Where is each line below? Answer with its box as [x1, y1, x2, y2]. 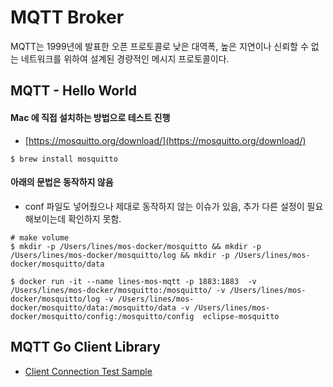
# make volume [10, 232, 70, 243]
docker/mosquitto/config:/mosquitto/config [10, 311, 195, 321]
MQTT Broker [10, 6, 125, 29]
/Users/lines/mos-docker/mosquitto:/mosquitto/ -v [10, 285, 226, 295]
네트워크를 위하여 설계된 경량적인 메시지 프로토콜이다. [20, 52, 230, 65]
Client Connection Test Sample [24, 365, 153, 377]
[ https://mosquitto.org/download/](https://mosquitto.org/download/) [24, 134, 307, 146]
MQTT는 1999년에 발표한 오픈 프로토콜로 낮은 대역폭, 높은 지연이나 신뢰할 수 [10, 40, 309, 52]
